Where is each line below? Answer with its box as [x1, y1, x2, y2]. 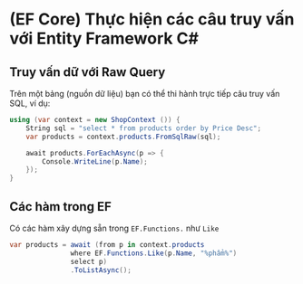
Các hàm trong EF [9, 199, 112, 214]
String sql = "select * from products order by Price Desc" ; [25, 123, 261, 133]
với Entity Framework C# [9, 28, 200, 49]
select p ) [70, 257, 107, 266]
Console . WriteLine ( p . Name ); [42, 156, 148, 166]
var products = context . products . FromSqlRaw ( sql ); [25, 132, 221, 141]
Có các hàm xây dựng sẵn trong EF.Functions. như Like [9, 222, 220, 233]
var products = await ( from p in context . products [9, 240, 205, 249]
